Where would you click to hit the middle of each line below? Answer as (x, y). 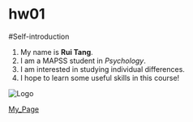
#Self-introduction (39, 36)
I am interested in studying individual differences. (102, 69)
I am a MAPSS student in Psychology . (83, 61)
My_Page (24, 109)
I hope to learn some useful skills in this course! (100, 78)
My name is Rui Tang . (56, 52)
